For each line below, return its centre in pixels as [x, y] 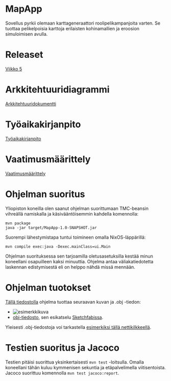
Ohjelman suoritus [45, 194]
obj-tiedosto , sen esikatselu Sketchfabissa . [58, 317]
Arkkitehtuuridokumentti [31, 103]
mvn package [18, 223]
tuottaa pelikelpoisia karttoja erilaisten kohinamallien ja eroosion [72, 28]
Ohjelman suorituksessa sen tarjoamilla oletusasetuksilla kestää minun [79, 256]
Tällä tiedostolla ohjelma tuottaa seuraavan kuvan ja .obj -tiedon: [73, 302]
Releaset [24, 55]
